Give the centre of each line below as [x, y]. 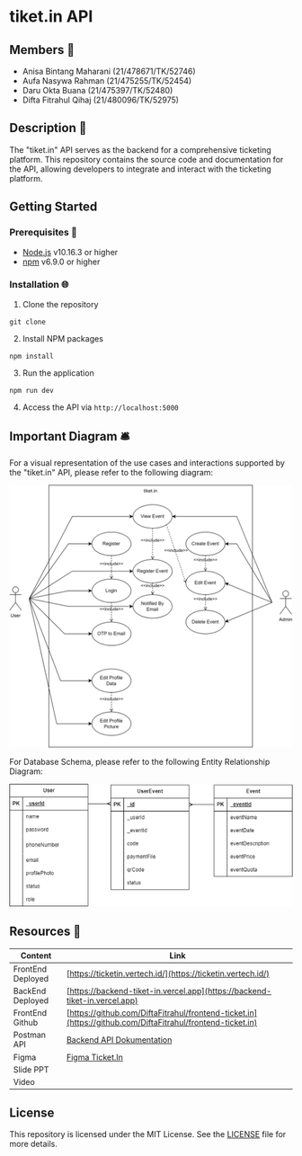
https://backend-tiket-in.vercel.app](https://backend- [171, 991]
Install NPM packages [62, 338]
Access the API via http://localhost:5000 [100, 407]
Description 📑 [48, 128]
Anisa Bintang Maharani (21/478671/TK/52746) [109, 71]
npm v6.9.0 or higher [61, 262]
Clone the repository [60, 304]
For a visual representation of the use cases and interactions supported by [147, 462]
